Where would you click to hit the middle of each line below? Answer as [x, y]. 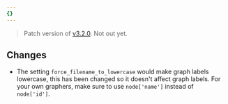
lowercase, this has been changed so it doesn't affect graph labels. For [119, 79]
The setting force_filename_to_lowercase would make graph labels [113, 72]
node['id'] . [33, 94]
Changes [26, 55]
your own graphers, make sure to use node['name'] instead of [105, 87]
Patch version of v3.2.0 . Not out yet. [76, 33]
